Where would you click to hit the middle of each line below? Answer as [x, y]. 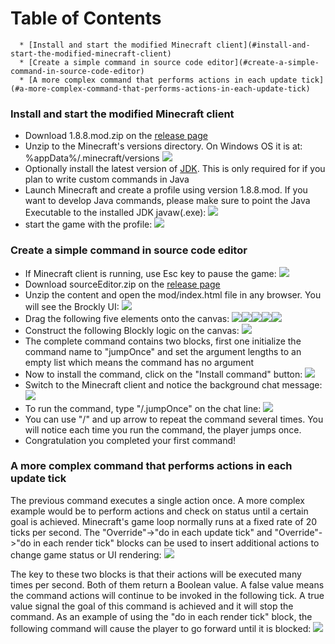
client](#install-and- [263, 45]
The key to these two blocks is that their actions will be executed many [156, 574]
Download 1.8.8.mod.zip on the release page [116, 136]
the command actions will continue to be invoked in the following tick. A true [167, 595]
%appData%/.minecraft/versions [92, 158]
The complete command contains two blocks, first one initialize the [163, 341]
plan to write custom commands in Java [107, 179]
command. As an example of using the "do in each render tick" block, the [161, 616]
